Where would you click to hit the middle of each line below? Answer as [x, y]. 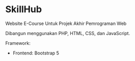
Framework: [18, 43]
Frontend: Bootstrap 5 [36, 53]
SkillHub [24, 9]
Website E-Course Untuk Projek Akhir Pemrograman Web [66, 23]
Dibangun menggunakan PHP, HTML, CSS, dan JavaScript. [68, 33]
